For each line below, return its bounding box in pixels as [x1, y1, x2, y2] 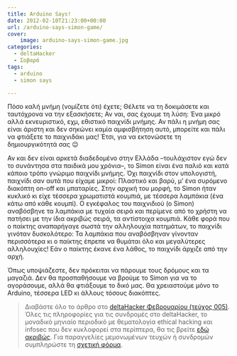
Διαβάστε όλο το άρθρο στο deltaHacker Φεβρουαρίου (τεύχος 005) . [24, 303, 230, 311]
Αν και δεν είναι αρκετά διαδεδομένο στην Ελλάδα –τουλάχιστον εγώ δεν [7, 154, 227, 162]
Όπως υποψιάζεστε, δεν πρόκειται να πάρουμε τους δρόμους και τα [7, 266, 209, 275]
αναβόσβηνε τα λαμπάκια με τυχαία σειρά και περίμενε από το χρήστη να [7, 207, 227, 216]
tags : [7, 63, 23, 70]
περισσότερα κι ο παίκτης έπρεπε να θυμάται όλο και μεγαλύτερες [7, 237, 206, 246]
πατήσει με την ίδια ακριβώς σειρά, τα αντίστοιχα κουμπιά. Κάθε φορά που [7, 214, 230, 223]
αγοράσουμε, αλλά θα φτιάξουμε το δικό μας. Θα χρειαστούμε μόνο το [7, 281, 219, 290]
